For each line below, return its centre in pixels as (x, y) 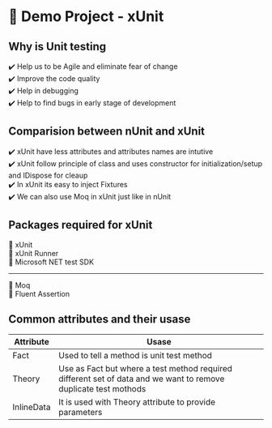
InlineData (32, 407)
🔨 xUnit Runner (34, 253)
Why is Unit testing (57, 47)
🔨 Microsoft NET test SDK (51, 262)
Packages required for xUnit (81, 225)
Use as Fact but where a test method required (146, 369)
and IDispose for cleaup (48, 175)
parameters (81, 413)
